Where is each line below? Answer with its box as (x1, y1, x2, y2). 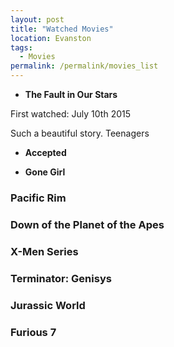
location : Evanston (10, 33, 92, 43)
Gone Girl (24, 166, 66, 178)
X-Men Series (10, 244, 79, 258)
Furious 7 (10, 325, 57, 339)
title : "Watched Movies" (10, 24, 114, 34)
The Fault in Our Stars (24, 89, 118, 100)
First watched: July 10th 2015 (10, 108, 132, 120)
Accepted (24, 147, 67, 158)
